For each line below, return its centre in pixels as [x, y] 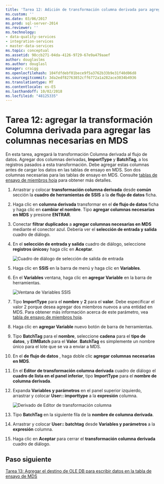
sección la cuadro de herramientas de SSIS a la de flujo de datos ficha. [85, 195]
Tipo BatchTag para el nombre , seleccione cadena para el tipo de [79, 336]
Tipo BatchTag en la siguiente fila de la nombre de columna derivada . [83, 415]
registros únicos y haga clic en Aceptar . [53, 249]
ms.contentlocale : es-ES [31, 87]
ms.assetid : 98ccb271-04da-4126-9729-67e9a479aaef [58, 55]
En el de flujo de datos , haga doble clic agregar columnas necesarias [84, 356]
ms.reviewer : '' [22, 28]
